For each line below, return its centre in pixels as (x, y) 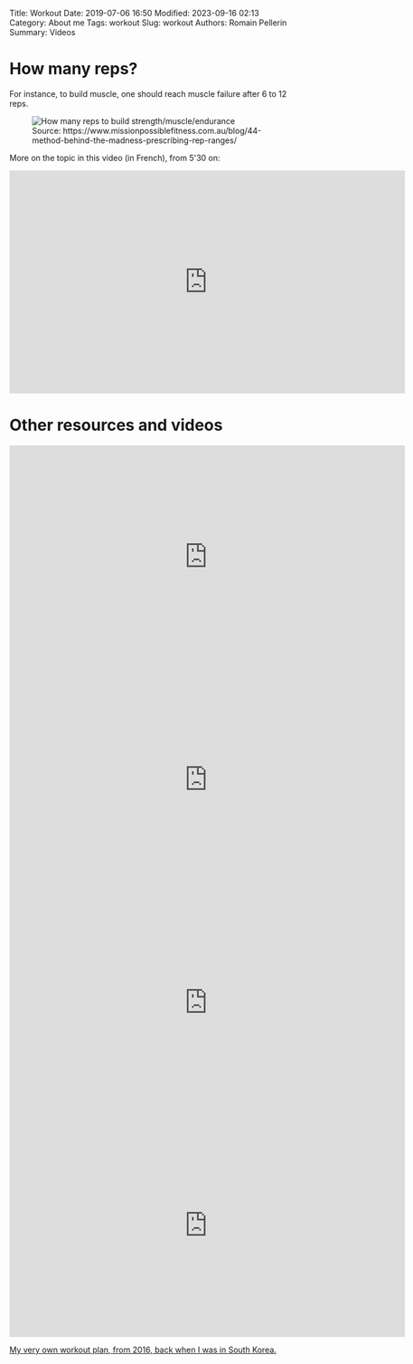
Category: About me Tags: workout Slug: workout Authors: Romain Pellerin (148, 23)
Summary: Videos (42, 32)
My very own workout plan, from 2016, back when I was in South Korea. (143, 1350)
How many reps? (74, 69)
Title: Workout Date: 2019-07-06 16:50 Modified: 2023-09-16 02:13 (134, 13)
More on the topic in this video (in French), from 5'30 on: (115, 157)
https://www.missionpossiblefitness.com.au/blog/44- (162, 130)
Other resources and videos (116, 425)
